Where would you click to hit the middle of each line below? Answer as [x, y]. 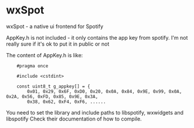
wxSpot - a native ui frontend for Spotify [55, 26]
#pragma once [33, 66]
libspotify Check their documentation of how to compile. [74, 119]
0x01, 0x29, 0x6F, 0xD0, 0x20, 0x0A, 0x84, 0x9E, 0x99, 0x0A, [105, 91]
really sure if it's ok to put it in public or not [58, 44]
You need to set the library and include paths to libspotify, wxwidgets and [95, 112]
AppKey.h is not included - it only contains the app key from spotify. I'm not [97, 37]
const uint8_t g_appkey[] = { [54, 86]
